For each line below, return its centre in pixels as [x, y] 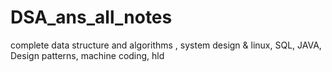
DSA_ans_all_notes [91, 17]
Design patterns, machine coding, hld [87, 55]
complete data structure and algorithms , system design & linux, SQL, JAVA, [166, 45]
